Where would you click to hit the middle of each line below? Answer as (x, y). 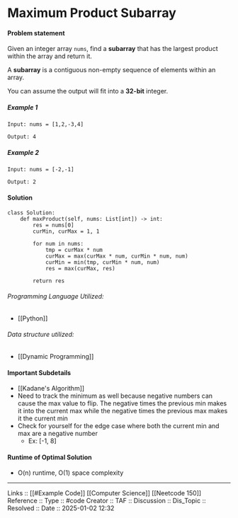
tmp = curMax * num (74, 250)
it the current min (43, 418)
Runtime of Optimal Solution (50, 457)
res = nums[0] (53, 225)
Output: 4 (22, 137)
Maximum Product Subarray (92, 13)
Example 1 (23, 107)
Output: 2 (22, 182)
